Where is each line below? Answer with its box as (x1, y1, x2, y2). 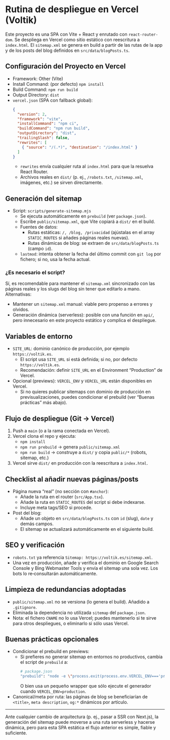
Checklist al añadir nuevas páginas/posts (5, 475, 139, 484)
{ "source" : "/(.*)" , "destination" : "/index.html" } (22, 145, 138, 150)
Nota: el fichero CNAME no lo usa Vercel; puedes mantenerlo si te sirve (12, 615, 157, 621)
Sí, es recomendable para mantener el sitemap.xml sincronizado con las (5, 280, 155, 286)
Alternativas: (5, 291, 32, 298)
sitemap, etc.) (20, 455, 49, 461)
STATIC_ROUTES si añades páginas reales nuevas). (27, 235, 130, 241)
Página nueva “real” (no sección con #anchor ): (12, 488, 109, 494)
